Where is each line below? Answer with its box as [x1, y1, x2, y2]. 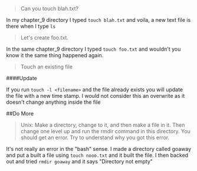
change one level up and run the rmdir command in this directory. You [20, 128, 191, 134]
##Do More [6, 110, 34, 117]
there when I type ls [6, 23, 56, 29]
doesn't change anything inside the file [6, 98, 101, 106]
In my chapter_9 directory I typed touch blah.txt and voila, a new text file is [6, 17, 191, 23]
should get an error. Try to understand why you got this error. [20, 134, 170, 141]
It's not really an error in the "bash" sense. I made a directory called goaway [6, 146, 192, 152]
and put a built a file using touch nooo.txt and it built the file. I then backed [6, 152, 189, 159]
